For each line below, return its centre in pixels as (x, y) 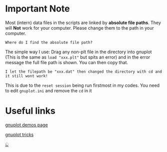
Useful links (30, 111)
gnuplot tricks (19, 134)
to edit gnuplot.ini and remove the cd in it (48, 90)
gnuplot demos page (27, 125)
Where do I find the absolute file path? (49, 42)
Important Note (37, 9)
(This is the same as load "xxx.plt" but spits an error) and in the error (78, 57)
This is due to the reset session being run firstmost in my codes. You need (82, 85)
